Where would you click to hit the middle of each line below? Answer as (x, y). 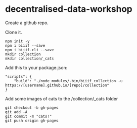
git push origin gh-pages (32, 121)
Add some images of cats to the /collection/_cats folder (62, 98)
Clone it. (14, 32)
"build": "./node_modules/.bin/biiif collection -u (68, 81)
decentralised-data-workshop (69, 9)
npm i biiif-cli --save (30, 50)
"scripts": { (19, 77)
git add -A (16, 112)
